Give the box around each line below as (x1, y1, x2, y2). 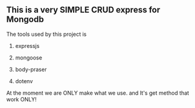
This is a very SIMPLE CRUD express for (6, 5, 160, 15)
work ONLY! (6, 95, 37, 103)
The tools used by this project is (6, 30, 87, 38)
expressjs (15, 42, 40, 49)
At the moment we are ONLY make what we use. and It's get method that (6, 89, 190, 96)
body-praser (15, 66, 47, 73)
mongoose (15, 54, 43, 61)
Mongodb (6, 15, 44, 25)
